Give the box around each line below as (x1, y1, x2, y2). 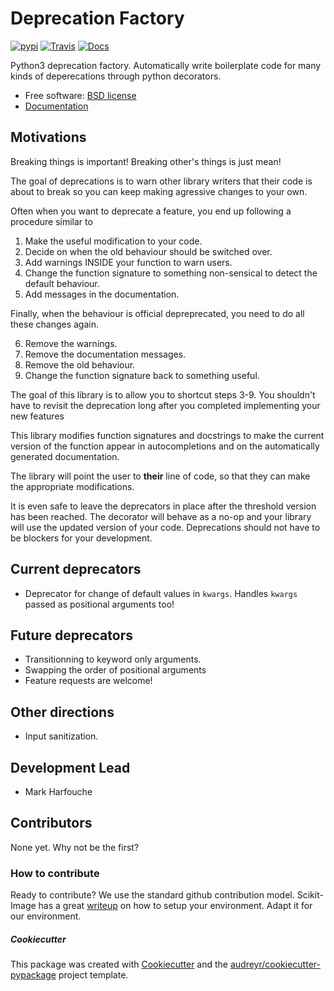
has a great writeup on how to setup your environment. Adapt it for (38, 900, 313, 912)
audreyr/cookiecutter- (229, 958, 321, 971)
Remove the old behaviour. (24, 358, 136, 371)
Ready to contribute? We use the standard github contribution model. (10, 889, 295, 901)
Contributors (10, 815, 93, 832)
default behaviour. (24, 277, 100, 289)
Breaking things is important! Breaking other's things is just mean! (10, 155, 282, 167)
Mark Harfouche (24, 786, 93, 797)
